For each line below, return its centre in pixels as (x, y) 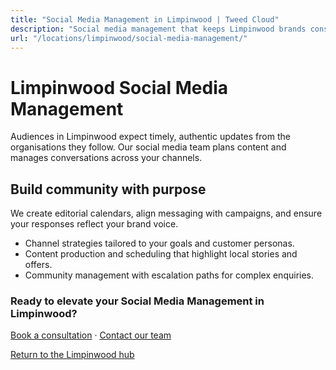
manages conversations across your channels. (106, 158)
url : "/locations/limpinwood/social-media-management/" (129, 38)
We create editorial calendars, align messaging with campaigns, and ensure (166, 213)
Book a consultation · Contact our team (91, 335)
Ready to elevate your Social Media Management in (137, 301)
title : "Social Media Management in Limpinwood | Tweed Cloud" (145, 19)
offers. (38, 265)
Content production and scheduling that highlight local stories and (161, 254)
